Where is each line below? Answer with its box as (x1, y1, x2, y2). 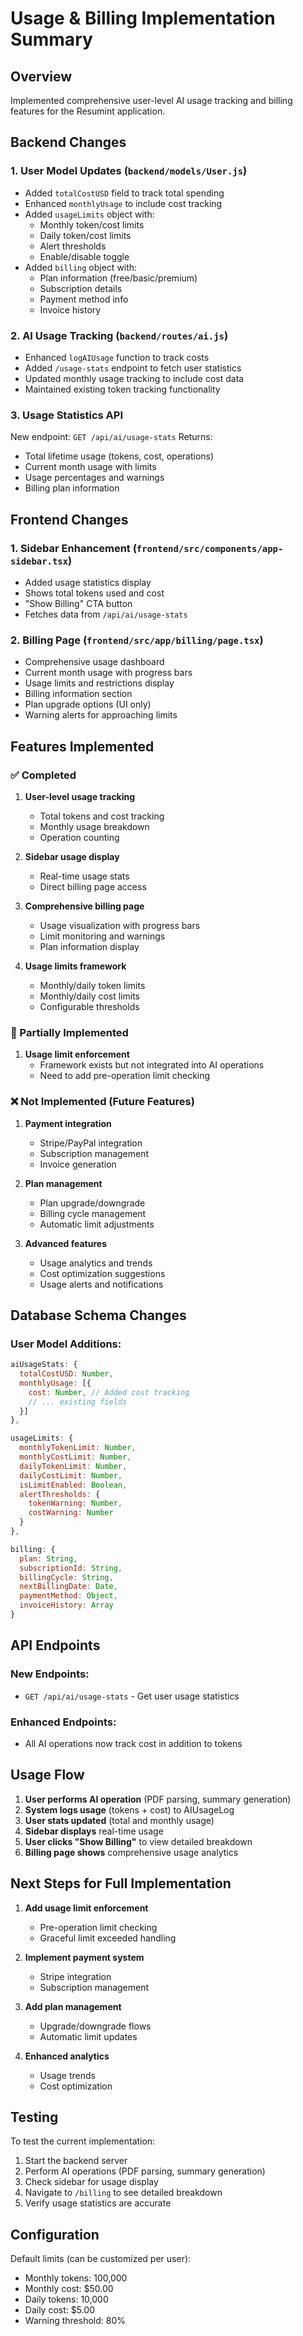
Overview (10, 68, 73, 85)
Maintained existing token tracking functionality (24, 383, 221, 395)
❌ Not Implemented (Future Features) (10, 1095, 195, 1109)
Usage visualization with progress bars (39, 919, 201, 931)
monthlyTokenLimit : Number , (19, 1443, 137, 1453)
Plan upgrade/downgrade (39, 1197, 146, 1209)
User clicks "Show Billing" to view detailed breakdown (24, 1835, 253, 1847)
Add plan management (24, 2000, 122, 2012)
